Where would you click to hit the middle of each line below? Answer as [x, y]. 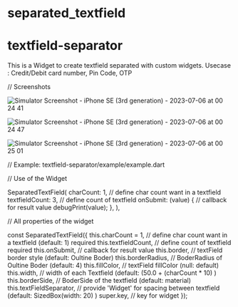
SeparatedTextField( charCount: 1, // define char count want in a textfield [114, 192]
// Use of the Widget [37, 179]
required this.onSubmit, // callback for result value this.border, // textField [115, 250]
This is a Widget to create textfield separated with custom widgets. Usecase [119, 66]
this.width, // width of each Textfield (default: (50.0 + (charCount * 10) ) [112, 273]
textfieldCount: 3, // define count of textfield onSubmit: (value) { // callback [117, 200]
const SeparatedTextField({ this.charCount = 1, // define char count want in [118, 235]
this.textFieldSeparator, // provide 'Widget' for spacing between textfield [114, 288]
